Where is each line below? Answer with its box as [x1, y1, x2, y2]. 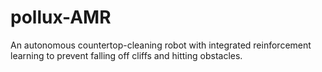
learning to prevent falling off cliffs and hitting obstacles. [10, 49, 243, 61]
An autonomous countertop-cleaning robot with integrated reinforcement [10, 39, 312, 51]
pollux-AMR [10, 6, 112, 29]
